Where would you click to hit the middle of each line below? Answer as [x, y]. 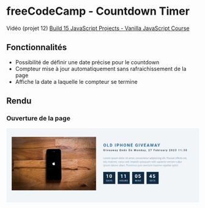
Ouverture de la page [38, 119]
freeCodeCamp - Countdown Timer [98, 11]
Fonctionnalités [37, 47]
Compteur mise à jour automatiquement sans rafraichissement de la [101, 69]
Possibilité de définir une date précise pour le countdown [87, 62]
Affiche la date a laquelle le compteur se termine [76, 81]
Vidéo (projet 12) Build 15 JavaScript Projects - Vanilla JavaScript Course [98, 28]
